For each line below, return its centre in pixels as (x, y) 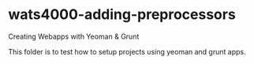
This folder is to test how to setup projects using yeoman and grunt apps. (127, 51)
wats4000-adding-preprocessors (122, 15)
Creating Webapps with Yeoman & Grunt (74, 36)
